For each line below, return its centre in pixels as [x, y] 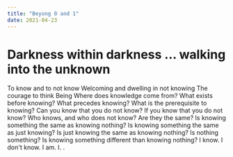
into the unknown [59, 69]
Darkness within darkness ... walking [116, 55]
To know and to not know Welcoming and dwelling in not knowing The [107, 88]
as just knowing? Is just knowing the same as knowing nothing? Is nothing [113, 133]
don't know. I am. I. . [36, 147]
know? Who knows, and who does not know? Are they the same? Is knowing [116, 118]
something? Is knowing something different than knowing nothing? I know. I [115, 140]
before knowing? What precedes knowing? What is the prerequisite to [107, 103]
